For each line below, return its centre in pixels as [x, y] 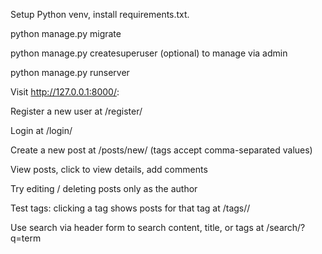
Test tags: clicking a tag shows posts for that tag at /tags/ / [130, 208]
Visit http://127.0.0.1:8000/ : [65, 92]
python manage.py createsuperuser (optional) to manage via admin [149, 53]
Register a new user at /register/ [76, 111]
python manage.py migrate [66, 33]
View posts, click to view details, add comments [109, 169]
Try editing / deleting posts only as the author [104, 188]
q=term [26, 238]
